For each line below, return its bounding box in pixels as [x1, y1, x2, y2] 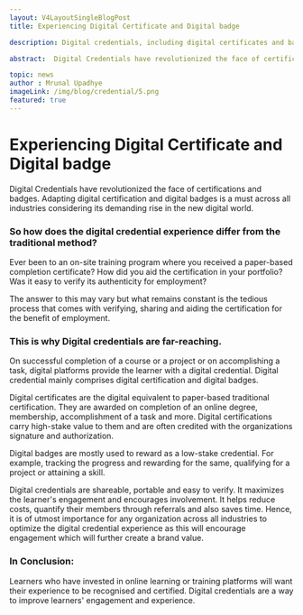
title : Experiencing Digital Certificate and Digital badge [9, 22, 241, 31]
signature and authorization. [9, 430, 115, 442]
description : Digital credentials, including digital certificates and [9, 38, 284, 47]
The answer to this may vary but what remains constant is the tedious [9, 293, 269, 304]
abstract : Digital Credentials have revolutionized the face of [9, 54, 260, 63]
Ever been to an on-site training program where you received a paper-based [9, 256, 293, 267]
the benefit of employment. [9, 312, 111, 323]
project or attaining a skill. [9, 467, 106, 478]
